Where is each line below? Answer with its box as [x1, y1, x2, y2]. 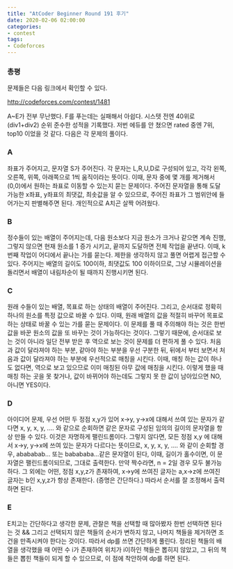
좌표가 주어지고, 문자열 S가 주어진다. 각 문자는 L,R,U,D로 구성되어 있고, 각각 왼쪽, [7, 164, 227, 173]
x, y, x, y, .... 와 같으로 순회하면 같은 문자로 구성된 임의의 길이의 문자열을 [19, 424, 216, 432]
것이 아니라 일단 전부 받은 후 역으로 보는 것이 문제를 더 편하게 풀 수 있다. [14, 337, 209, 346]
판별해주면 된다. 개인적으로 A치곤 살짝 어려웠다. [31, 199, 160, 207]
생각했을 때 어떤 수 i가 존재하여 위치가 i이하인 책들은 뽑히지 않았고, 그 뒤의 [19, 545, 220, 554]
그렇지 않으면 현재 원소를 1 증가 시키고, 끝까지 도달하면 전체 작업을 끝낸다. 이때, [7, 241, 221, 250]
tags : [7, 36, 23, 43]
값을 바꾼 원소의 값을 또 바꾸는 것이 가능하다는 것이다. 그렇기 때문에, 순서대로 [7, 328, 215, 337]
